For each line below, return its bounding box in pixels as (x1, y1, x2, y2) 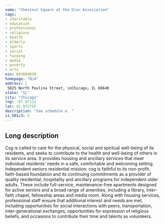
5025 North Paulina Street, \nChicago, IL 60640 (7, 85, 110, 91)
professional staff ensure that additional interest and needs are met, (5, 197, 143, 203)
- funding (5, 53, 26, 58)
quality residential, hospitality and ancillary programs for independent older (5, 176, 158, 182)
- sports (5, 44, 23, 49)
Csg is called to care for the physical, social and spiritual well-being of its (5, 145, 154, 151)
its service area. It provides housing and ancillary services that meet (5, 155, 144, 161)
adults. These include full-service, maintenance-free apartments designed (5, 181, 157, 187)
